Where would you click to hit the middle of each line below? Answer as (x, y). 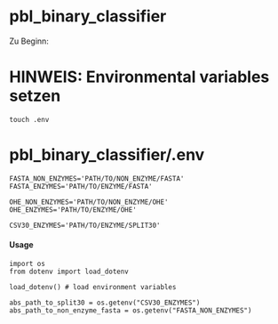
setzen (35, 96)
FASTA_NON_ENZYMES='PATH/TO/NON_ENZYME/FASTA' (97, 178)
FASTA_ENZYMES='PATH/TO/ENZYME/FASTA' (81, 186)
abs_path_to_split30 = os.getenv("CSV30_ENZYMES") (105, 303)
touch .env (29, 119)
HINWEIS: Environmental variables (139, 77)
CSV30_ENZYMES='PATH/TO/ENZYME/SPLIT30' (85, 225)
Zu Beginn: (29, 41)
